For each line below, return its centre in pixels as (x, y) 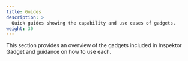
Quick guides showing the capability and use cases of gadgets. (94, 23)
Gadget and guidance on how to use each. (59, 52)
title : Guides (24, 12)
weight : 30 (20, 28)
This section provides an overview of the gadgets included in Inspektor (94, 45)
